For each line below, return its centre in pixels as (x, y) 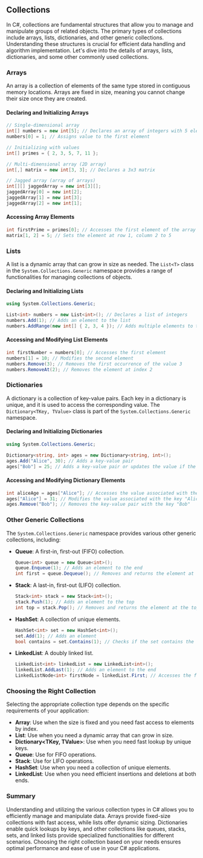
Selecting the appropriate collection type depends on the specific (88, 704)
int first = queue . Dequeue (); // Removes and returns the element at (105, 574)
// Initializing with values (43, 147)
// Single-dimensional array (43, 126)
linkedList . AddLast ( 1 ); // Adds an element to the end (85, 670)
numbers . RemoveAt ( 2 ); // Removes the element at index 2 (79, 369)
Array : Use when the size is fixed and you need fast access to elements (105, 722)
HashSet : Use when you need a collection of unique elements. (93, 768)
